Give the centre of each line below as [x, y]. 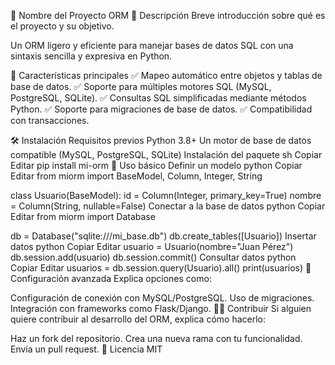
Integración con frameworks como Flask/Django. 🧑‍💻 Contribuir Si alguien [161, 308]
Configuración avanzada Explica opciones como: [111, 278]
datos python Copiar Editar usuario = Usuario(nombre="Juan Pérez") [152, 246]
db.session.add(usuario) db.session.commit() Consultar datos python [153, 257]
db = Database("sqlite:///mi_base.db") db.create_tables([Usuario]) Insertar [163, 236]
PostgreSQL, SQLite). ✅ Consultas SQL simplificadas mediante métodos [158, 98]
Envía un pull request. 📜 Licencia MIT [86, 349]
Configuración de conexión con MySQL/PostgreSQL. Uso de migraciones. [162, 298]
